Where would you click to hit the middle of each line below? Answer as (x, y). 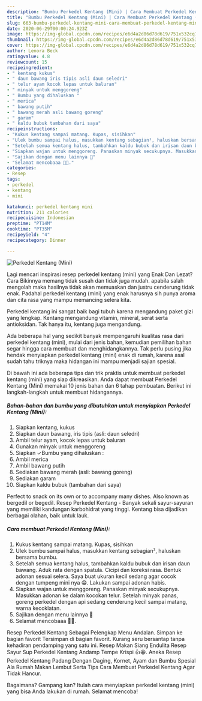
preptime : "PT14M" (30, 224)
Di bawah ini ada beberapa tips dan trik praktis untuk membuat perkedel (96, 373)
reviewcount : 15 (27, 62)
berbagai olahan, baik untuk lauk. (48, 515)
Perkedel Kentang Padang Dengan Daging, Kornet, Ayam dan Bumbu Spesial (101, 660)
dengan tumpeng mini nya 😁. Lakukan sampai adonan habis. (91, 582)
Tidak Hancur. (24, 673)
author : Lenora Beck (33, 51)
